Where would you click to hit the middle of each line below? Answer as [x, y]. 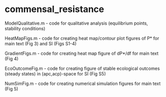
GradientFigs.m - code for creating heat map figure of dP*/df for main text [82, 53]
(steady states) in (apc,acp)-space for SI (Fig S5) [55, 73]
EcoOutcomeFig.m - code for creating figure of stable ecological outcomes [82, 68]
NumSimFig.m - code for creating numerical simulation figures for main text [83, 83]
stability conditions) [25, 28]
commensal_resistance [54, 9]
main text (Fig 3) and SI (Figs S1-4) [41, 43]
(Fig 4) [12, 58]
